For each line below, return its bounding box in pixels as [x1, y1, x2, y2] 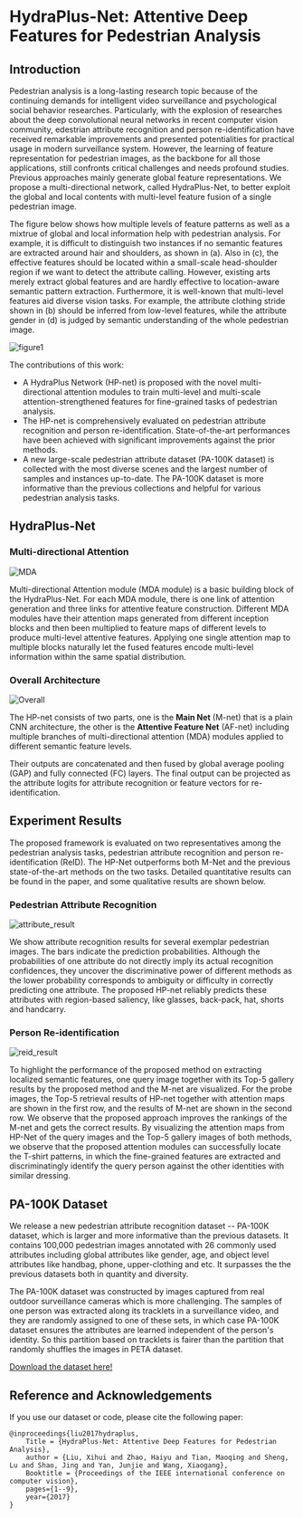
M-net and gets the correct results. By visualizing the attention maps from [9, 1122, 285, 1133]
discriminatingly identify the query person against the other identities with [9, 1160, 285, 1171]
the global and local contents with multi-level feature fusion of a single [9, 192, 272, 202]
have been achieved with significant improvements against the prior [22, 434, 276, 445]
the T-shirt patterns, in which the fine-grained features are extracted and [9, 1151, 281, 1162]
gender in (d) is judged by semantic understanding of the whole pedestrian [9, 315, 289, 325]
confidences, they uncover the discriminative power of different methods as [9, 966, 292, 977]
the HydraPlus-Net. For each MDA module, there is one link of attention [9, 593, 275, 604]
